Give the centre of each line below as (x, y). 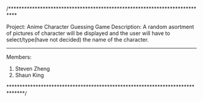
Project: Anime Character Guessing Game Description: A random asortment (100, 27)
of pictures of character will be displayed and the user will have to (88, 33)
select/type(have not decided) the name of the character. (78, 40)
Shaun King (29, 75)
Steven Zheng (32, 69)
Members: (19, 57)
